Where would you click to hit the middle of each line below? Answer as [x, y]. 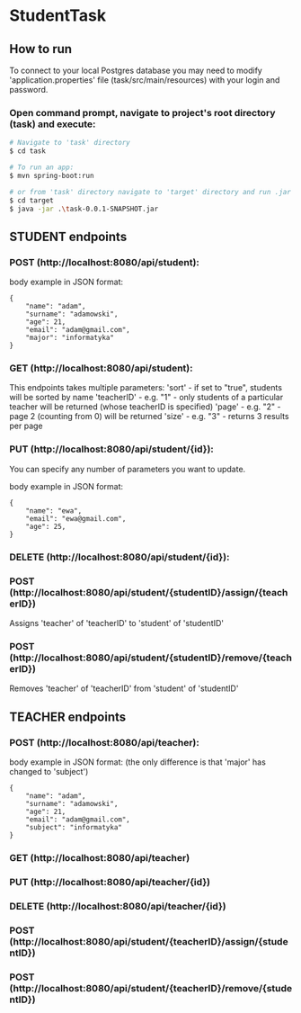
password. [29, 90]
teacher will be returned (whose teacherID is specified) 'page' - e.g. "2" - [145, 407]
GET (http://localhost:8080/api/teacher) [100, 857]
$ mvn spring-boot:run [52, 175]
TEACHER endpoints [68, 717]
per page [26, 426]
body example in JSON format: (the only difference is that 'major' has [138, 762]
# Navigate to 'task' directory [70, 143]
